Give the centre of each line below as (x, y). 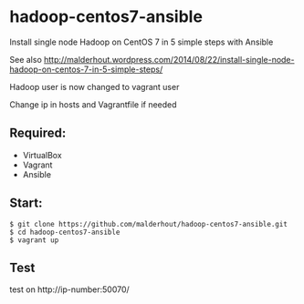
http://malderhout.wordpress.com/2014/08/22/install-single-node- (169, 59)
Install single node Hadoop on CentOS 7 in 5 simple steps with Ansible (142, 42)
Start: (26, 203)
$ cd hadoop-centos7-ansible (65, 232)
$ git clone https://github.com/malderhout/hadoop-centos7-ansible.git (148, 224)
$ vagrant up (34, 240)
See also (26, 59)
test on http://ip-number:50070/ (69, 289)
